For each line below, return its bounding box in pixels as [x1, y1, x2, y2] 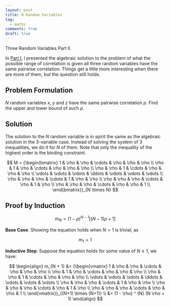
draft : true [5, 31, 30, 36]
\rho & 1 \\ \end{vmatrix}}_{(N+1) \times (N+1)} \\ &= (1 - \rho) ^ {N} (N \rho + [6, 290, 165, 296]
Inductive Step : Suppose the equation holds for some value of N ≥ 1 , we [5, 248, 157, 254]
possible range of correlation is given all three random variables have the [5, 61, 158, 66]
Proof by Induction [5, 201, 65, 210]
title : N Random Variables [5, 12, 62, 17]
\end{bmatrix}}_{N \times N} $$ [52, 187, 118, 193]
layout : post [5, 7, 33, 13]
